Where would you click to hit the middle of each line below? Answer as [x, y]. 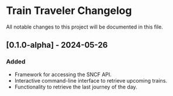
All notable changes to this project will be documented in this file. [85, 27]
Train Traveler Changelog [69, 11]
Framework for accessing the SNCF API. [63, 74]
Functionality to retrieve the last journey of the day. [76, 87]
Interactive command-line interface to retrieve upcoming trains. [91, 80]
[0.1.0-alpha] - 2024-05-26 [57, 45]
